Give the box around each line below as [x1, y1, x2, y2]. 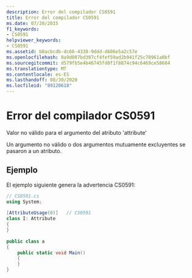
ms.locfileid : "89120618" [6, 83, 72, 89]
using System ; [6, 199, 43, 205]
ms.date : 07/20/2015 [6, 20, 59, 26]
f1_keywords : [6, 26, 40, 32]
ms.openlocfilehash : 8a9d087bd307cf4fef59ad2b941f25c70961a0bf [6, 54, 171, 60]
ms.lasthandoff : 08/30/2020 [6, 77, 78, 83]
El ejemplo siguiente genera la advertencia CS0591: [6, 181, 136, 188]
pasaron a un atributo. [6, 147, 62, 154]
